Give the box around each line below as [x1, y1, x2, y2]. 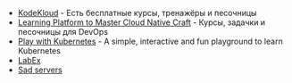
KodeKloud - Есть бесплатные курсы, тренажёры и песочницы [17, 8, 257, 18]
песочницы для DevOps [17, 27, 109, 37]
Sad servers [17, 64, 63, 75]
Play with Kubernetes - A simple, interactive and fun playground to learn [17, 36, 283, 46]
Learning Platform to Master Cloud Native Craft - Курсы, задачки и [17, 17, 266, 28]
